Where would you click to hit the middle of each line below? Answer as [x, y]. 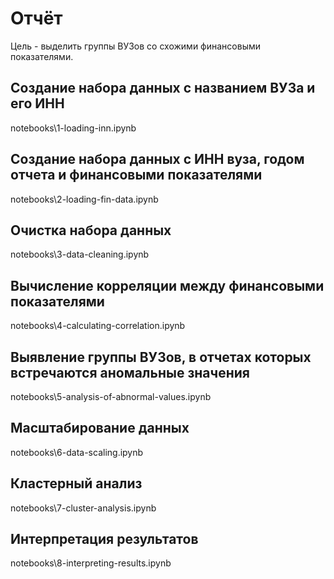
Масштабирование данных [100, 428]
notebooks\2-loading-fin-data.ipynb [84, 199]
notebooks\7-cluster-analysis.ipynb [83, 508]
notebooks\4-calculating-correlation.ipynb [98, 326]
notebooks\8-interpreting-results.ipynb [91, 563]
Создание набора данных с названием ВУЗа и [163, 88]
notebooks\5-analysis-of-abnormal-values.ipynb [111, 396]
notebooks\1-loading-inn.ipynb [73, 128]
